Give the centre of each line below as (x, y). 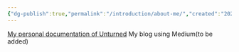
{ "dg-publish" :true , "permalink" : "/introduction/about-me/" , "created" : (114, 14)
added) (18, 41)
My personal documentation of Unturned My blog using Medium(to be (110, 34)
